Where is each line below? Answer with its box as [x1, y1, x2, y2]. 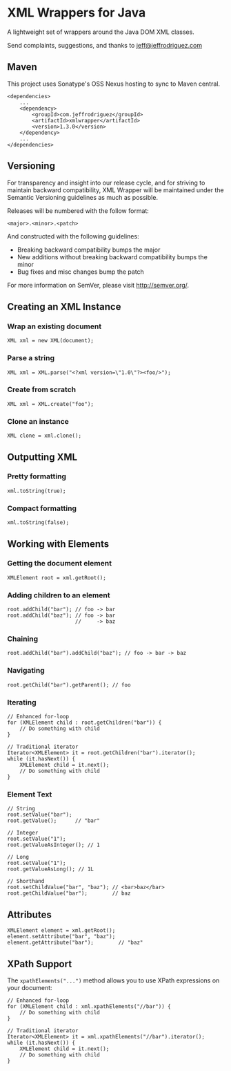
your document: [7, 983, 53, 991]
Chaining [7, 634, 39, 644]
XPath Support [7, 958, 72, 969]
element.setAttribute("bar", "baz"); [7, 933, 116, 940]
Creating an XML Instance [7, 301, 121, 313]
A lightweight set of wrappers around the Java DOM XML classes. [7, 28, 194, 36]
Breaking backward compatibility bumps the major [17, 245, 161, 254]
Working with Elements [7, 538, 110, 550]
